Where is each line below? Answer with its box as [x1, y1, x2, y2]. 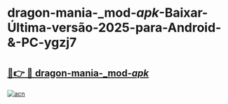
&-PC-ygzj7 [7, 35, 77, 50]
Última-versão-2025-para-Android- [7, 20, 222, 36]
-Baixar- [159, 5, 208, 21]
